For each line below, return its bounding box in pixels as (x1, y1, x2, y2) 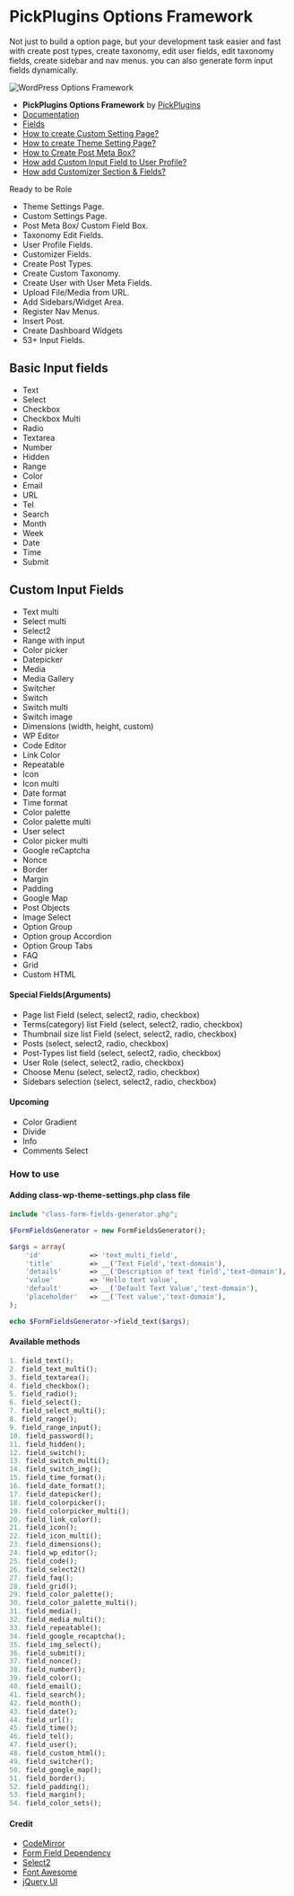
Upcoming (9, 1097, 49, 1107)
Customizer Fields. (22, 249, 92, 260)
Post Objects (22, 902, 70, 913)
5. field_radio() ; (9, 1389, 78, 1398)
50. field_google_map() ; (9, 1765, 102, 1775)
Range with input (22, 635, 85, 646)
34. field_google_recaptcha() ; (9, 1632, 126, 1641)
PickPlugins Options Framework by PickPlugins (22, 99, 202, 110)
